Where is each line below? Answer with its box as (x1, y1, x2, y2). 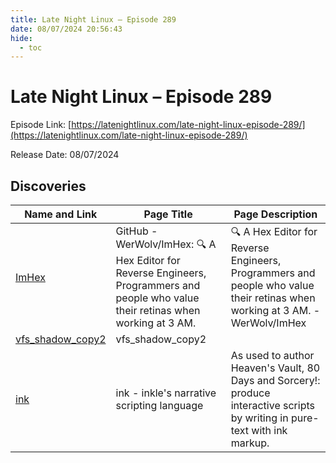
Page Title (143, 207, 193, 221)
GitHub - (115, 224, 158, 238)
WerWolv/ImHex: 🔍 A (115, 237, 217, 251)
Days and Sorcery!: (230, 374, 321, 387)
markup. (230, 436, 270, 450)
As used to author (230, 349, 315, 362)
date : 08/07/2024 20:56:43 (10, 24, 123, 34)
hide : (10, 33, 33, 43)
